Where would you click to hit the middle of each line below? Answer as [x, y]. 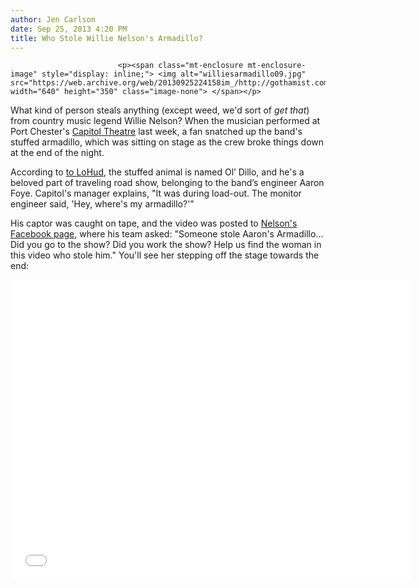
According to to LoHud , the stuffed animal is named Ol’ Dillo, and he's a [157, 172]
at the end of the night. [57, 153]
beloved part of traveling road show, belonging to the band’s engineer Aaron [167, 183]
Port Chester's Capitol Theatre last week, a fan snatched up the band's [156, 132]
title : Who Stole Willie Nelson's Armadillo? [106, 38]
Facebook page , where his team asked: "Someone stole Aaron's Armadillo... [167, 234]
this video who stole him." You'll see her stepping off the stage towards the [165, 255]
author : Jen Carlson [53, 19]
